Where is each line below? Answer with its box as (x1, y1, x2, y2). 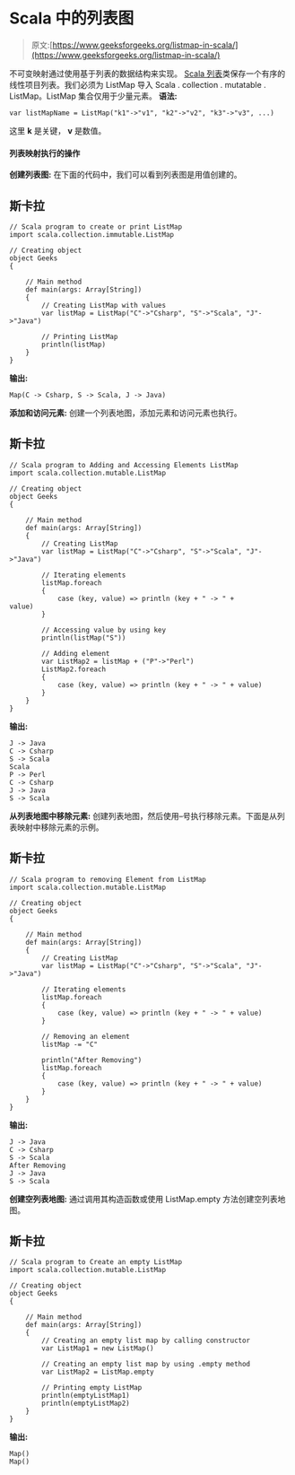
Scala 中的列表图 (9, 8, 134, 29)
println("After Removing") (41, 1055, 143, 1064)
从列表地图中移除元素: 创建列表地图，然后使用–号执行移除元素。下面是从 (9, 810, 278, 821)
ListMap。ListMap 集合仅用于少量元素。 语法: (9, 91, 178, 101)
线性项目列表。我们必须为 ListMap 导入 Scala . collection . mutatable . (9, 79, 266, 90)
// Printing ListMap (41, 332, 118, 341)
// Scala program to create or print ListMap (9, 222, 182, 231)
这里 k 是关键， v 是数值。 (9, 125, 107, 135)
